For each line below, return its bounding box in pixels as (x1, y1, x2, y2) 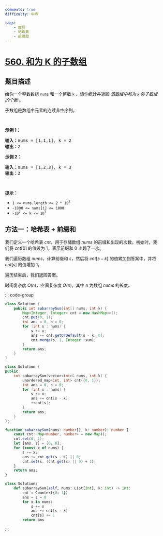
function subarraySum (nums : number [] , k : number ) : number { (5, 427, 129, 432)
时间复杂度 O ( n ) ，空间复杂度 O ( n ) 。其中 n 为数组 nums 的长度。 (5, 282, 133, 288)
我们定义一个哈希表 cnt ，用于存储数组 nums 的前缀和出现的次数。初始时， (5, 239, 153, 245)
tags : (5, 20, 16, 25)
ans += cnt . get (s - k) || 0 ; (22, 454, 81, 459)
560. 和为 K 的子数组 (5, 56, 87, 68)
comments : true (5, 7, 36, 12)
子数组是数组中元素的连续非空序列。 (5, 107, 77, 113)
